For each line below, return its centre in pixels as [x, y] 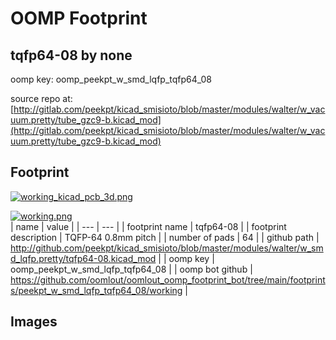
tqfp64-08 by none [71, 55]
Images [34, 322]
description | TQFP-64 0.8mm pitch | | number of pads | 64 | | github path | [165, 237]
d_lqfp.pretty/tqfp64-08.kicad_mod [83, 258]
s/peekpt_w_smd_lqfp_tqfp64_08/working [96, 290]
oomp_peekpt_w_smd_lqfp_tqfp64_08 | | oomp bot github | [131, 269]
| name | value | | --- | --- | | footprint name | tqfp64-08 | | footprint [148, 226]
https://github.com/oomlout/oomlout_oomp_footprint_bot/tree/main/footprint [168, 279]
